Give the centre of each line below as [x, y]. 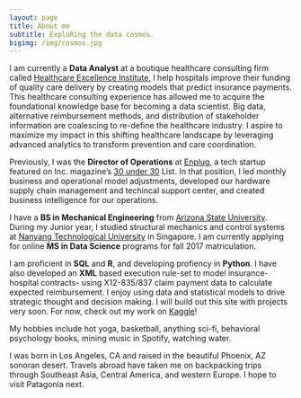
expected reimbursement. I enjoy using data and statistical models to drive [147, 292]
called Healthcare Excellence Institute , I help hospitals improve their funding [150, 78]
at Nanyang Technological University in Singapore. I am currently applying [147, 237]
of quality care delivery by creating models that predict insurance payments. [150, 87]
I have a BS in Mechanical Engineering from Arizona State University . [138, 217]
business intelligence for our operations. [84, 200]
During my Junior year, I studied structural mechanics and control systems [147, 227]
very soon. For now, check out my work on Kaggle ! [103, 312]
